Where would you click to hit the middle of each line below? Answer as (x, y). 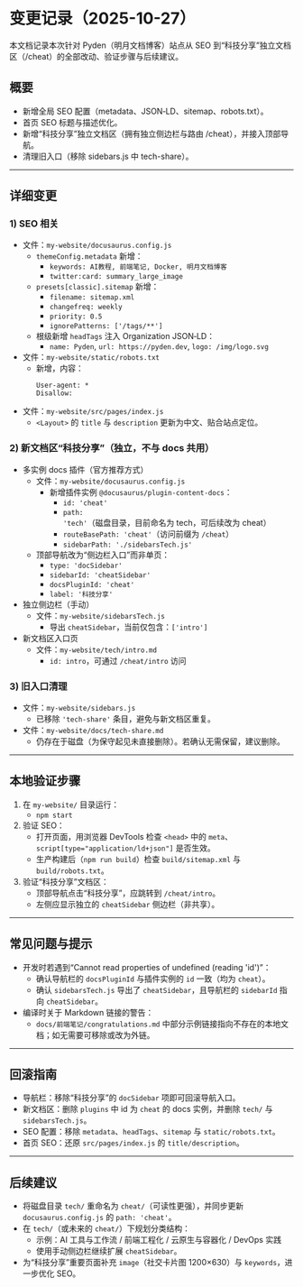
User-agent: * (62, 386)
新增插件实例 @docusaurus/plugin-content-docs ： (141, 492)
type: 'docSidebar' (86, 565)
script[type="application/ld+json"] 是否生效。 (125, 848)
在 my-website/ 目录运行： (71, 804)
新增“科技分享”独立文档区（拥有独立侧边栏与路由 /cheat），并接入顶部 (151, 133)
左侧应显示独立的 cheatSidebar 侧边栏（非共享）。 (128, 904)
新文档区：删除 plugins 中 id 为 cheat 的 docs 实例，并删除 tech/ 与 (147, 1109)
